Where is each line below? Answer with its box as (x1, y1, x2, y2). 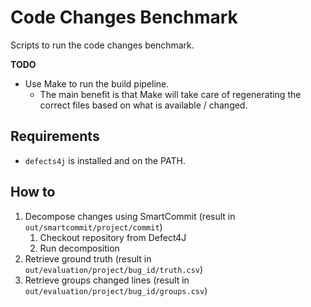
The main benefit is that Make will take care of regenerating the (39, 88, 302, 100)
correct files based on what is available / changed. (39, 99, 248, 111)
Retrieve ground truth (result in (24, 252, 152, 265)
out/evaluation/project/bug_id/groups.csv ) (24, 284, 208, 296)
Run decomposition (39, 242, 120, 254)
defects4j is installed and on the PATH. (24, 154, 186, 166)
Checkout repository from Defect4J (39, 231, 187, 243)
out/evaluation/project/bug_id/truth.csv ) (24, 263, 204, 275)
